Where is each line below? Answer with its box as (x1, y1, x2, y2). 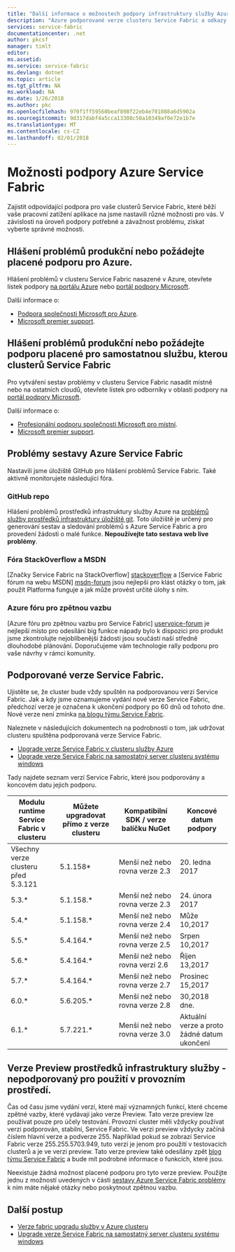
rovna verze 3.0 (118, 1030, 171, 1039)
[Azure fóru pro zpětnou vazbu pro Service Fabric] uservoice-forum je (7, 619, 210, 627)
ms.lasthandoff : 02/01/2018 (7, 134, 90, 141)
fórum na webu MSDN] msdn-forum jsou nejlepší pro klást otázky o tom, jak (7, 578, 226, 587)
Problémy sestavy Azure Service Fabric (7, 448, 183, 460)
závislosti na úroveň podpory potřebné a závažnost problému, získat (7, 218, 205, 226)
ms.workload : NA (7, 88, 55, 95)
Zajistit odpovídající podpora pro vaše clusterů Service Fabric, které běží (7, 203, 216, 211)
